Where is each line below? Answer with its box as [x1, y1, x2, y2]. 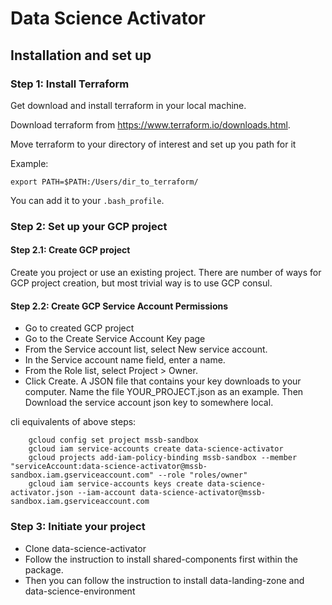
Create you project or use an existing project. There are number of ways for [10, 267, 322, 278]
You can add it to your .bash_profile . [10, 194, 165, 206]
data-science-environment [24, 585, 136, 597]
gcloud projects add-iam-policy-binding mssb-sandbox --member [28, 453, 298, 463]
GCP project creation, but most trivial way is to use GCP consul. [10, 277, 273, 289]
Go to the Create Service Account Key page [24, 333, 206, 345]
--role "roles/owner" [158, 470, 248, 481]
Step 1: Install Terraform [10, 77, 130, 91]
